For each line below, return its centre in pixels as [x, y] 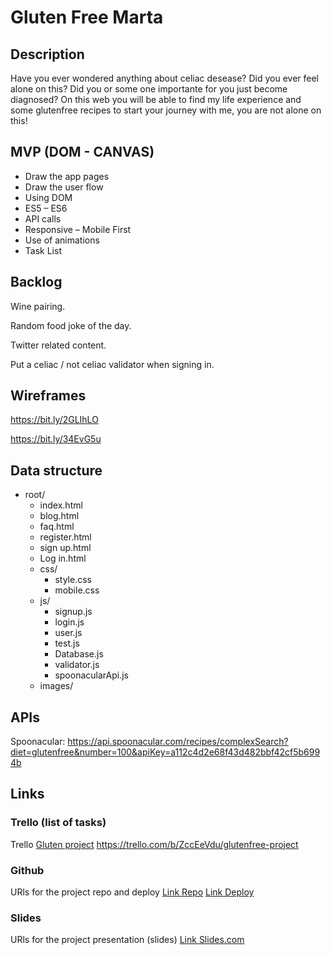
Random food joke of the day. [71, 325]
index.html [61, 505]
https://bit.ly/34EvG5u [56, 439]
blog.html [59, 516]
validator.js [77, 665]
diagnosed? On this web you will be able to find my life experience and [156, 99]
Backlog [36, 282]
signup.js [73, 612]
